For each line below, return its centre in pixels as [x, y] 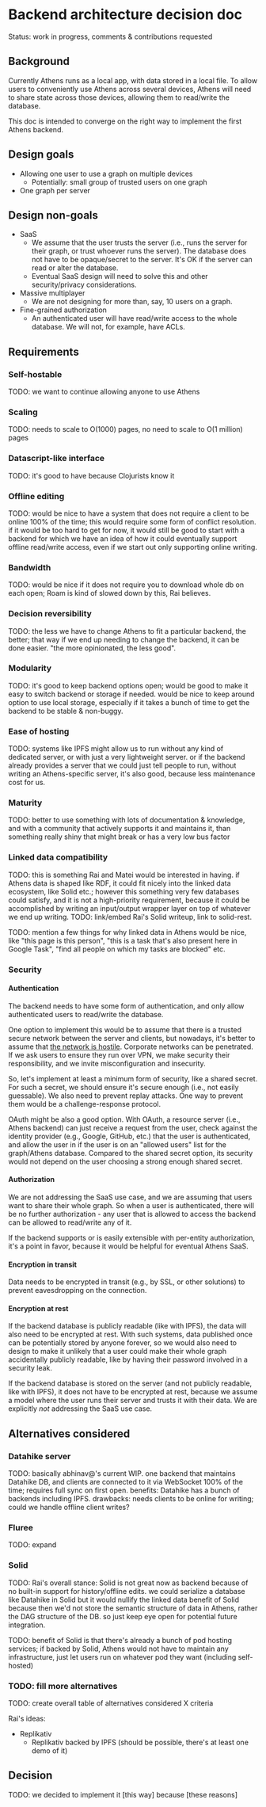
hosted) [21, 1665]
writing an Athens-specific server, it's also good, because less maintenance [132, 774]
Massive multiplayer [52, 293]
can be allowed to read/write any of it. [70, 1222]
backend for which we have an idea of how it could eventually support [123, 538]
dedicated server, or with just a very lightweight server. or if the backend [127, 757]
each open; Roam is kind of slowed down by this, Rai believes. [110, 593]
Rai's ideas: [27, 1719]
